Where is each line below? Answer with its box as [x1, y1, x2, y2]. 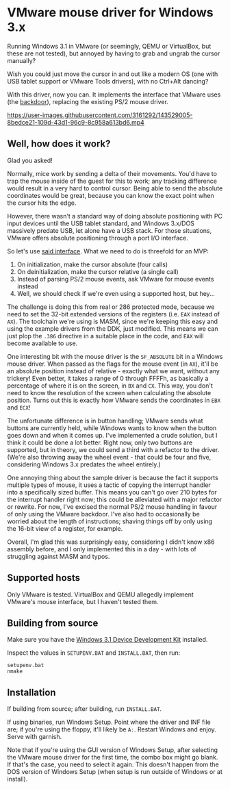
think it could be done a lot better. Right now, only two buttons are [7, 438, 193, 447]
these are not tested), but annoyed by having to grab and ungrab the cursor [7, 49, 220, 58]
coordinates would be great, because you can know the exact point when [7, 191, 214, 199]
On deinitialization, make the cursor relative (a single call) [16, 267, 179, 275]
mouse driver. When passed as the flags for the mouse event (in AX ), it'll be [7, 360, 218, 368]
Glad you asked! [7, 156, 53, 164]
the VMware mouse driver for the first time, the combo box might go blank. [7, 753, 218, 762]
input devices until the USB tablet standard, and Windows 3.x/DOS [7, 219, 195, 227]
